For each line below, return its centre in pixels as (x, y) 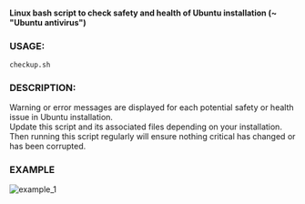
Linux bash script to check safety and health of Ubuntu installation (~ (143, 13)
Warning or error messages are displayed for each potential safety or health (152, 107)
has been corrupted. (48, 147)
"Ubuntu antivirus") (48, 22)
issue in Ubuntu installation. (61, 117)
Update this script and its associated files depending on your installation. (146, 127)
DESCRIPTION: (43, 87)
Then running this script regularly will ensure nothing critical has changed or (152, 137)
